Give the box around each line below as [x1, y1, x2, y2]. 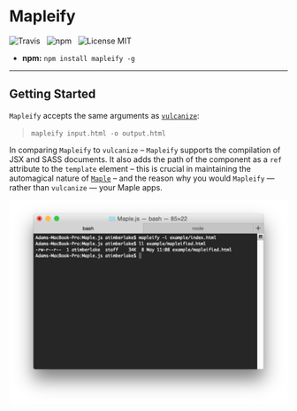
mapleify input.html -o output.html [30, 128, 166, 138]
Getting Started [9, 87, 96, 102]
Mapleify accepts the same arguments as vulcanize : [9, 110, 201, 120]
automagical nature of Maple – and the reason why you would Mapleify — [9, 173, 276, 183]
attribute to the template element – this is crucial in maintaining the [9, 163, 252, 174]
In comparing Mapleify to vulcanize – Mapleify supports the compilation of [9, 144, 281, 155]
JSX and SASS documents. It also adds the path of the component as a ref [9, 153, 283, 165]
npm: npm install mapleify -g [21, 52, 135, 63]
